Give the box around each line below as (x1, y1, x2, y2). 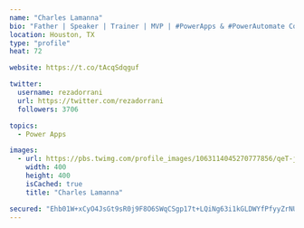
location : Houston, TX (9, 30, 95, 39)
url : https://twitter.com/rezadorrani (17, 96, 165, 105)
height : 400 (25, 171, 71, 180)
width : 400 (25, 163, 67, 172)
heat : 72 (9, 47, 43, 56)
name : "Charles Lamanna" (9, 13, 103, 23)
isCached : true (25, 179, 83, 188)
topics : (9, 121, 39, 130)
